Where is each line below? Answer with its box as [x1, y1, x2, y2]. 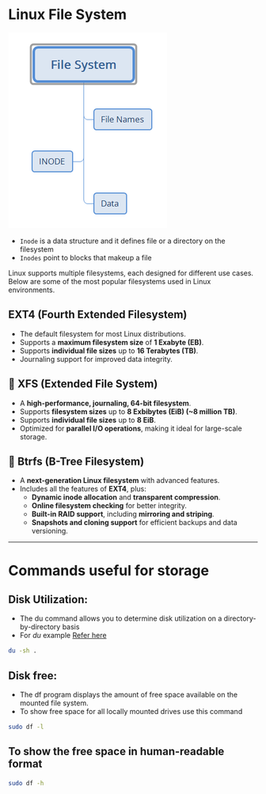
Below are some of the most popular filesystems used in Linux [8, 276, 211, 286]
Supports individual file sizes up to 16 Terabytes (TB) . [19, 346, 199, 355]
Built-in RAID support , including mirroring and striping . [31, 509, 215, 519]
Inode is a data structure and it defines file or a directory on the [19, 236, 226, 245]
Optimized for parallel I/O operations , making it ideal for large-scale [19, 424, 243, 433]
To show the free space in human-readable [8, 745, 225, 758]
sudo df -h [8, 779, 44, 787]
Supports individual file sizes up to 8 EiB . [19, 415, 157, 424]
